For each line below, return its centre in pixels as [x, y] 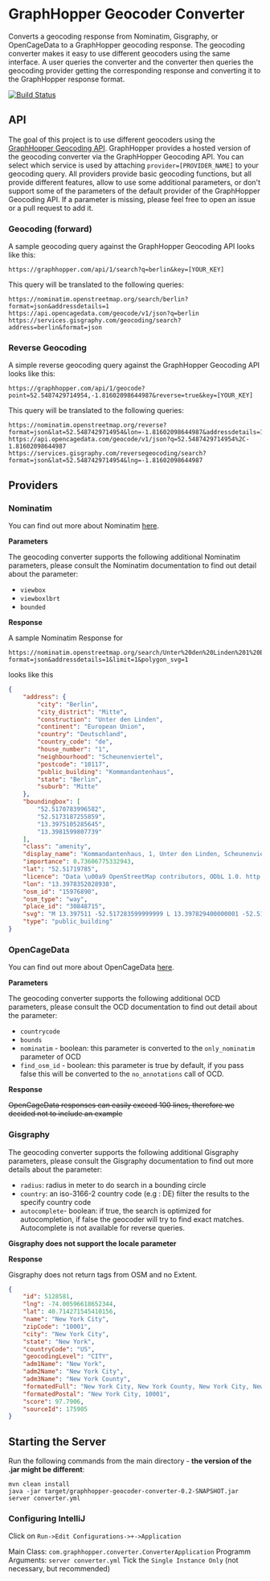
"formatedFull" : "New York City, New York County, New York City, [136, 1386]
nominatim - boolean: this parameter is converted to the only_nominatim [137, 1049]
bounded [33, 608]
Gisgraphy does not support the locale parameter [92, 1243]
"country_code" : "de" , [75, 742]
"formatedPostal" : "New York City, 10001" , [97, 1394]
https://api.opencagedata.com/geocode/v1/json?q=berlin [104, 314]
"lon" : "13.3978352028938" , [70, 884]
